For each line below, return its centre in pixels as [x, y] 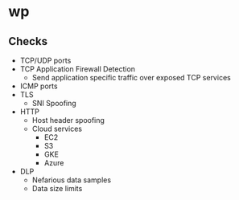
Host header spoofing [68, 120]
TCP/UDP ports [45, 60]
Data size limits [57, 188]
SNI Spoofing [54, 103]
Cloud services [57, 129]
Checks [28, 41]
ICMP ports [39, 86]
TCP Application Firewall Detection [77, 69]
